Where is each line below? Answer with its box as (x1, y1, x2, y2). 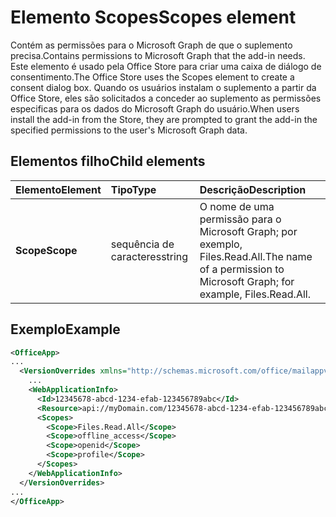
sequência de (110, 237, 175, 251)
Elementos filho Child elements (10, 153, 206, 170)
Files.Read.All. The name (199, 249, 313, 263)
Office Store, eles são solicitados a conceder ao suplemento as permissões (10, 92, 322, 104)
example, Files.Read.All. (199, 287, 311, 301)
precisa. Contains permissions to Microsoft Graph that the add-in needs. (10, 49, 306, 61)
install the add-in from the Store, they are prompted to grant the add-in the (10, 113, 318, 125)
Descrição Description (199, 182, 307, 196)
